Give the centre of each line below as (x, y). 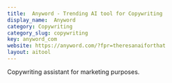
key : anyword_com (32, 39)
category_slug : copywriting (48, 33)
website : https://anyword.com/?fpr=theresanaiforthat (87, 46)
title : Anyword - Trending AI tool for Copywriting (85, 13)
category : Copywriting (40, 26)
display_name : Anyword (42, 20)
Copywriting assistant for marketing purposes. (74, 72)
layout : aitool (29, 53)
